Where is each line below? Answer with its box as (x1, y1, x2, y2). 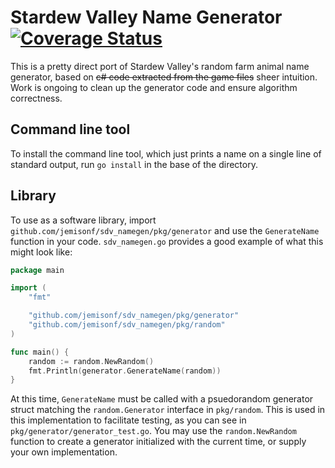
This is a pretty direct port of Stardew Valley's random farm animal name (10, 60, 310, 72)
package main (10, 265, 65, 275)
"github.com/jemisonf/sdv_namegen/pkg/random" (28, 320, 226, 330)
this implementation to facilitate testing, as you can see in (10, 414, 247, 426)
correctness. (10, 92, 63, 104)
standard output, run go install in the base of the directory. (10, 158, 258, 170)
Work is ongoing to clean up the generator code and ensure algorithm (10, 81, 298, 93)
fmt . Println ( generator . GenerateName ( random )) (28, 366, 222, 376)
